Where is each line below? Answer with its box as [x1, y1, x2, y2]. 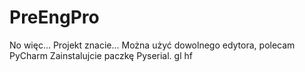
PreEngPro [9, 6, 100, 29]
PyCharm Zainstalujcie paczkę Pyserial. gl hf [9, 49, 193, 61]
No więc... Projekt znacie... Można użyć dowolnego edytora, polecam [9, 39, 296, 51]
